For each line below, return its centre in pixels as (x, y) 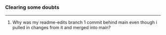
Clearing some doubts (32, 7)
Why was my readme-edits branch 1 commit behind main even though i (84, 22)
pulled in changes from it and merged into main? (62, 28)
